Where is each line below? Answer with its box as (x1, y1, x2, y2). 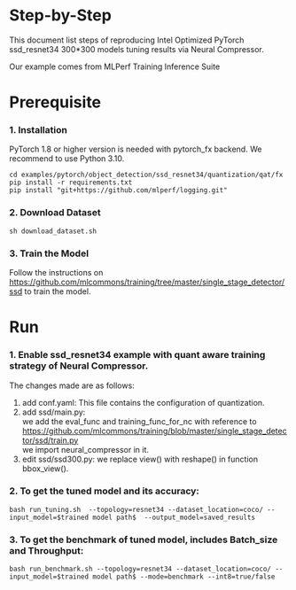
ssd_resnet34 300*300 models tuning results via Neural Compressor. (9, 43, 264, 54)
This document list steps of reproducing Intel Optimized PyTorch (9, 35, 245, 45)
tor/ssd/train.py (21, 435, 79, 446)
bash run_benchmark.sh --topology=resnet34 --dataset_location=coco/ (9, 564, 272, 574)
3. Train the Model (9, 247, 90, 260)
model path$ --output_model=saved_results (92, 513, 255, 522)
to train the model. (24, 286, 91, 297)
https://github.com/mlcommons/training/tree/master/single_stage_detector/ (9, 276, 285, 288)
